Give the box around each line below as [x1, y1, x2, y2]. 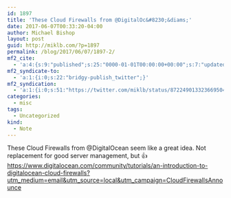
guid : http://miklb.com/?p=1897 [7, 42, 100, 49]
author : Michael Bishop [7, 29, 76, 36]
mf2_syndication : [7, 80, 57, 87]
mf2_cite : [7, 55, 36, 62]
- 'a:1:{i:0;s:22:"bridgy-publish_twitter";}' [13, 74, 149, 81]
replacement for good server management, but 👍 [7, 152, 148, 160]
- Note [13, 125, 32, 132]
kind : [7, 118, 23, 126]
